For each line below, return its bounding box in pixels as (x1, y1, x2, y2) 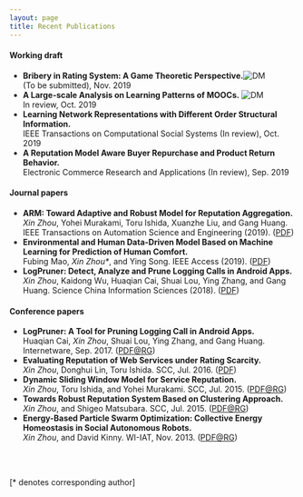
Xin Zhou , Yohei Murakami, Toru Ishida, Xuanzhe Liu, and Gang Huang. (22, 217, 288, 228)
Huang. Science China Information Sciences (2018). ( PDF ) (22, 284, 240, 295)
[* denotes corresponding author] (9, 477, 136, 488)
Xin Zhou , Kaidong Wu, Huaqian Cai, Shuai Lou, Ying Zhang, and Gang (22, 274, 287, 286)
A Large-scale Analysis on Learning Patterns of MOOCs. (22, 89, 240, 100)
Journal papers (9, 187, 69, 198)
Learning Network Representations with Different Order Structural (22, 108, 278, 119)
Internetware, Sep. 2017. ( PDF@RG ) (22, 345, 156, 356)
